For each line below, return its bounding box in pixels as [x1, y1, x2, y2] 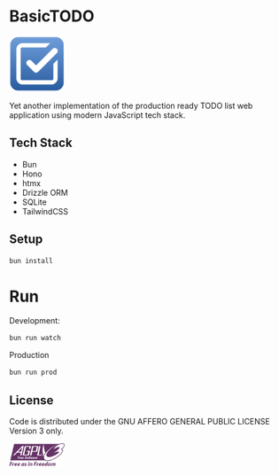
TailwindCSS [21, 206, 69, 216]
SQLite [21, 197, 47, 207]
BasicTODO [9, 6, 95, 27]
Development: [9, 315, 60, 326]
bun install [9, 256, 53, 265]
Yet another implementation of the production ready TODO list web [9, 100, 253, 111]
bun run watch [9, 334, 62, 343]
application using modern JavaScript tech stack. [9, 109, 186, 121]
